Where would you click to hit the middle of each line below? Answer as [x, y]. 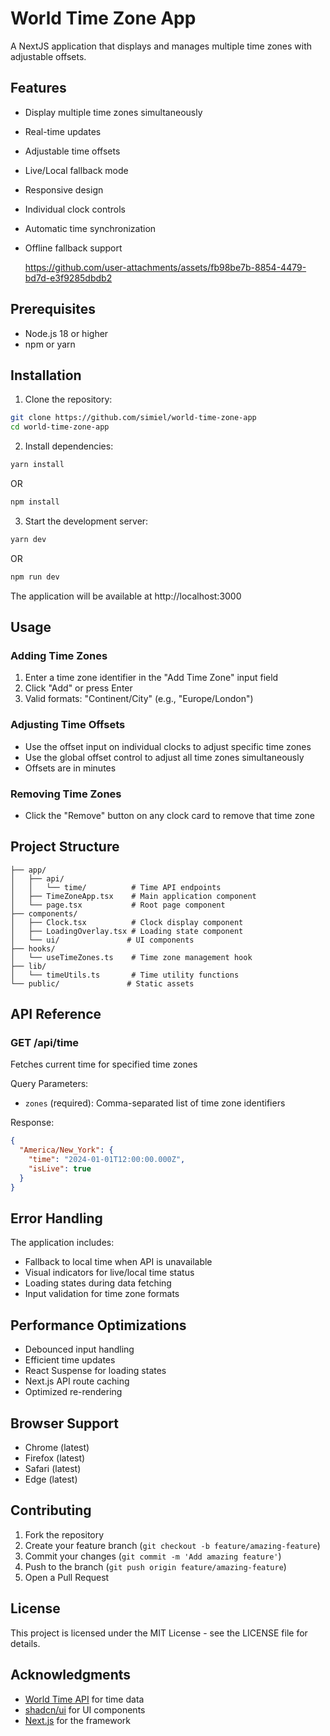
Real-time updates [63, 131]
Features [38, 88]
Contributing [51, 1510]
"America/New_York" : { [66, 1150]
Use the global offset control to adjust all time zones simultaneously [164, 757]
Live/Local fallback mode [76, 170]
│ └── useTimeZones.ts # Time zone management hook [131, 957]
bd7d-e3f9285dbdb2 [68, 278]
